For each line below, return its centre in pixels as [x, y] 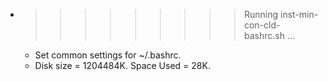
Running [261, 14]
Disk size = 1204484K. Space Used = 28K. [122, 65]
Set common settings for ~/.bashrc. [108, 55]
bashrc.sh [264, 35]
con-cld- [262, 25]
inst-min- [299, 14]
